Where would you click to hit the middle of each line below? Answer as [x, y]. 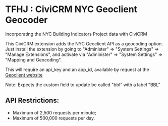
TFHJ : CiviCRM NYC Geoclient [71, 9]
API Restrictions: [32, 101]
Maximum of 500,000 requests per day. [54, 118]
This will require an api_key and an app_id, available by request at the [77, 70]
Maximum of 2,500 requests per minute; [54, 112]
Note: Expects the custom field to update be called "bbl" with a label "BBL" [83, 85]
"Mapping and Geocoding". [34, 59]
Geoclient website [24, 75]
